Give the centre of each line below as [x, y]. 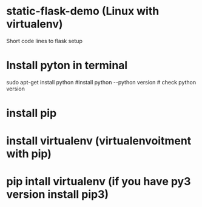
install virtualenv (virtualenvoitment [99, 141]
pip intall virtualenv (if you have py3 [99, 182]
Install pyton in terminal [67, 66]
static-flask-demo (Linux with [83, 11]
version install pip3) [58, 195]
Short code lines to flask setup [45, 41]
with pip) [29, 154]
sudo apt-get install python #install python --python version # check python [101, 82]
